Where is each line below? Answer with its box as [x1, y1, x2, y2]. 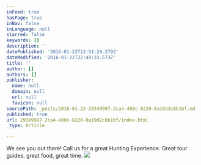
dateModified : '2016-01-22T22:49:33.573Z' [6, 54, 116, 61]
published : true [6, 111, 48, 117]
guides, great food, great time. [6, 152, 83, 159]
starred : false [6, 32, 45, 38]
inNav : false [6, 20, 40, 26]
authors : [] [6, 71, 37, 78]
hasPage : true [6, 15, 43, 21]
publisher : [6, 77, 34, 83]
